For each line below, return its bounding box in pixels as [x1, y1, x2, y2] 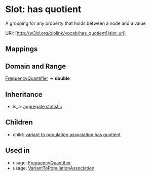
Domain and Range [5, 62, 66, 70]
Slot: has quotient [5, 4, 82, 15]
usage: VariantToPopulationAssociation [12, 165, 95, 171]
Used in [5, 146, 30, 155]
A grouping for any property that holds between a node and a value [5, 20, 146, 26]
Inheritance [5, 90, 43, 99]
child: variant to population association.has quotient [12, 131, 121, 138]
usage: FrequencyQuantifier [12, 159, 71, 165]
